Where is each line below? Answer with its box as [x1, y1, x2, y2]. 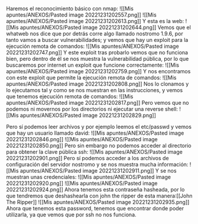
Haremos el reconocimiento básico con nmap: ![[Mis [6, 5, 134, 12]
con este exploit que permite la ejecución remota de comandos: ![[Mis [6, 74, 177, 81]
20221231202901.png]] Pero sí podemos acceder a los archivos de [6, 155, 170, 161]
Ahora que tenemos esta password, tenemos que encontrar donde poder [6, 205, 184, 212]
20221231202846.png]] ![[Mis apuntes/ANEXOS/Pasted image [6, 136, 158, 142]
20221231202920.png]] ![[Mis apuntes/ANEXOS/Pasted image [6, 180, 158, 187]
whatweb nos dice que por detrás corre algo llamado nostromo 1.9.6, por [6, 30, 183, 37]
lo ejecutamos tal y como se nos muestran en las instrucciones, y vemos [6, 87, 183, 93]
